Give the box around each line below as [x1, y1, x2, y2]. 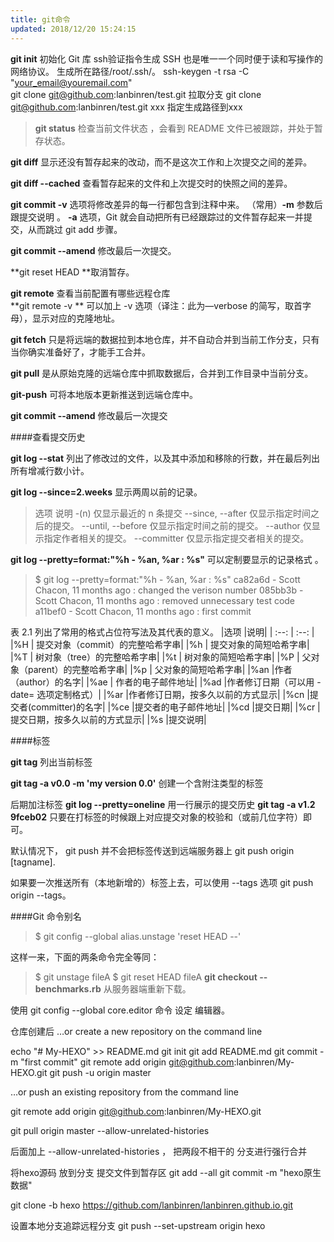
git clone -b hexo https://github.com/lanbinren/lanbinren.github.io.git [10, 1199, 293, 1211]
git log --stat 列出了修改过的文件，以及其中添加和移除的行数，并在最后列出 [10, 452, 320, 464]
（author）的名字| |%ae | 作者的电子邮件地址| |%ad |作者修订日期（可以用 [10, 676, 315, 688]
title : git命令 [10, 14, 71, 25]
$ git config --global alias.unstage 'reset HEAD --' [34, 930, 242, 942]
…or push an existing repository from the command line [10, 1086, 239, 1098]
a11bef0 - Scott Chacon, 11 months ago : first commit [34, 605, 252, 617]
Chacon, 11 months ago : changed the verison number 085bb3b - [34, 584, 304, 596]
